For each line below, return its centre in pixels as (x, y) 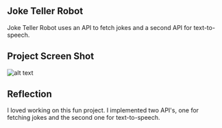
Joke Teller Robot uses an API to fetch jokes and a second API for (100, 27)
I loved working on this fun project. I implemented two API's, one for (103, 110)
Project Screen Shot (51, 56)
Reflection (30, 94)
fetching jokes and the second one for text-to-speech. (84, 118)
